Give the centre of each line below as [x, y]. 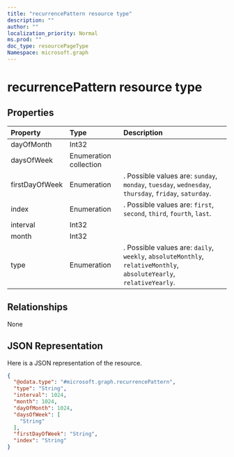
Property [26, 132]
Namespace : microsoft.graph [48, 53]
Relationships [38, 307]
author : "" [23, 27]
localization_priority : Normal [53, 33]
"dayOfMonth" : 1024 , [43, 408]
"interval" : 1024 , [40, 396]
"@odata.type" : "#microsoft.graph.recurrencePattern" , [95, 382]
